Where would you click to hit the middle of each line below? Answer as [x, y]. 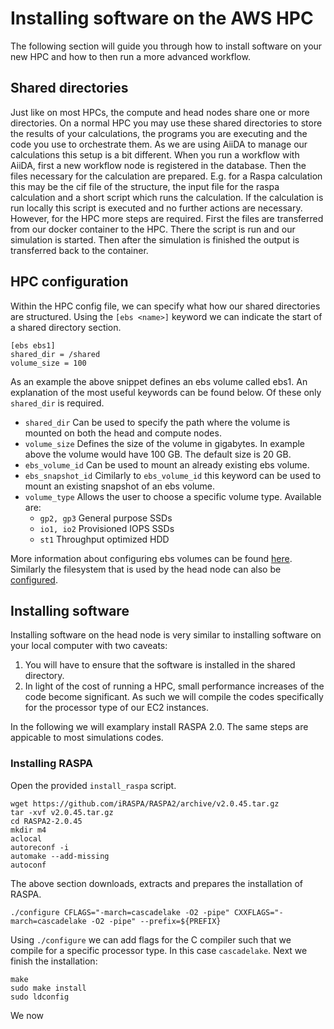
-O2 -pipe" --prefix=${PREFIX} [156, 921]
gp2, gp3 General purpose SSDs [106, 518]
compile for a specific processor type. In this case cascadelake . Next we [159, 950]
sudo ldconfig [40, 997]
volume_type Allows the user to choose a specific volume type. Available [173, 496]
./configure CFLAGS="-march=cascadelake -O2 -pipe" [120, 912]
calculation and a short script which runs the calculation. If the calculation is [167, 197]
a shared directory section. [66, 327]
